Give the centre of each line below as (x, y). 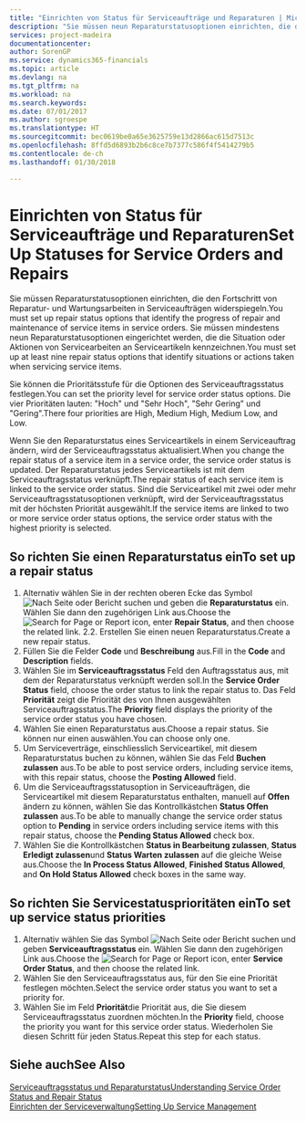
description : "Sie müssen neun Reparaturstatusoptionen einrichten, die (150, 26)
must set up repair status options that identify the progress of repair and (145, 318)
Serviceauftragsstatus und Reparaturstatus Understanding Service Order (145, 1086)
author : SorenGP (40, 52)
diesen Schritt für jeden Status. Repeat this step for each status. (142, 1036)
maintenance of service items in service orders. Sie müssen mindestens (144, 328)
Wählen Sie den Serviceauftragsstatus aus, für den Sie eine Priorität (150, 979)
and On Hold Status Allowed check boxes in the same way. (134, 875)
